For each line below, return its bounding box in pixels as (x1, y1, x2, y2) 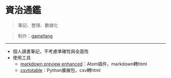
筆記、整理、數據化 (17, 22, 59, 28)
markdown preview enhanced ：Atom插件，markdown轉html (20, 61, 148, 67)
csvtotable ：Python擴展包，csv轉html (20, 67, 101, 73)
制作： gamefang (17, 33, 53, 39)
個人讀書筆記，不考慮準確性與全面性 (12, 48, 89, 54)
